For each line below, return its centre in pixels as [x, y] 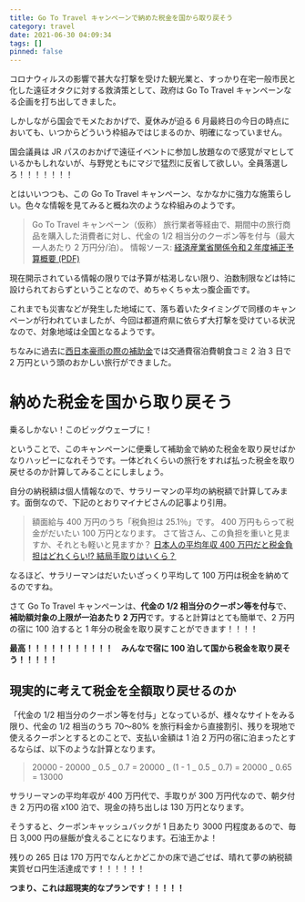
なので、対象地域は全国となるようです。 [85, 332]
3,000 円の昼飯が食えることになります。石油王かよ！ [119, 837]
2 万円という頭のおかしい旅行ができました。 [93, 363]
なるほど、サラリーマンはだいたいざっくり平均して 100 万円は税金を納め [146, 576]
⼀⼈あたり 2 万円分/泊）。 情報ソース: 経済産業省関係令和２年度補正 [159, 248]
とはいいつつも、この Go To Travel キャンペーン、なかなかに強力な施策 [142, 194]
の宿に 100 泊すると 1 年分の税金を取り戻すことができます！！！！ [134, 629]
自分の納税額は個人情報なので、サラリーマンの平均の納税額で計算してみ [145, 491]
